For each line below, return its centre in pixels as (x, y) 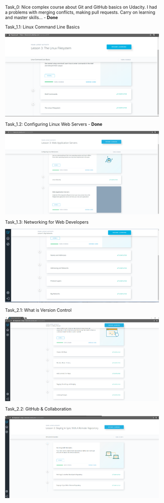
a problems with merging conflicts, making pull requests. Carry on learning (80, 12)
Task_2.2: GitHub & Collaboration (38, 409)
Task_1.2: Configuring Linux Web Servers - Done (54, 124)
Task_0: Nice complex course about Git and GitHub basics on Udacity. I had (81, 7)
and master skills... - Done (31, 17)
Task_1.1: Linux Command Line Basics (42, 27)
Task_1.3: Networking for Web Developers (47, 222)
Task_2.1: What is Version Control (38, 310)
